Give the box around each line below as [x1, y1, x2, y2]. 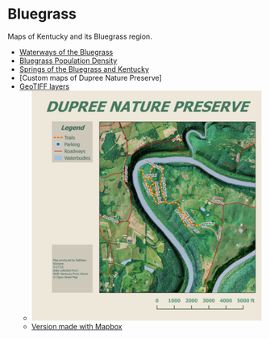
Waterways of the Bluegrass [19, 47, 114, 56]
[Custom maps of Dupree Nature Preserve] [19, 73, 162, 82]
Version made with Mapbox [31, 322, 123, 332]
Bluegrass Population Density [19, 56, 118, 65]
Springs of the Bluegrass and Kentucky [19, 64, 150, 73]
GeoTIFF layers [19, 82, 70, 91]
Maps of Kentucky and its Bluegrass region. [7, 31, 152, 41]
